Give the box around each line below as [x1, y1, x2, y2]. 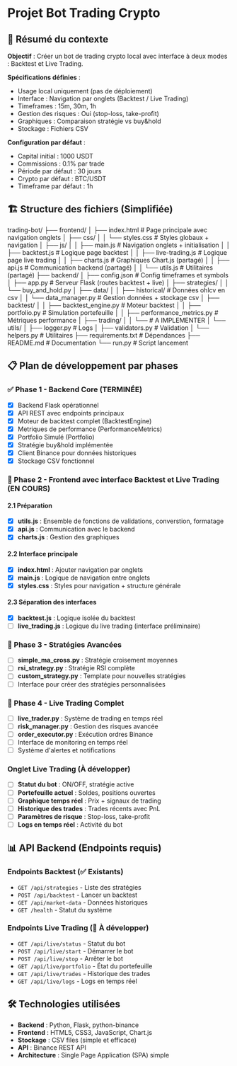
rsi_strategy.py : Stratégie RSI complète [17, 664, 136, 672]
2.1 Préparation [7, 501, 53, 510]
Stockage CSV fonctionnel [17, 457, 95, 465]
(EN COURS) [7, 483, 51, 493]
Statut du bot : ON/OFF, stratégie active [17, 780, 134, 789]
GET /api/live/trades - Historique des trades [17, 969, 151, 978]
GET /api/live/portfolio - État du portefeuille [17, 961, 153, 970]
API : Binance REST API [17, 1043, 86, 1052]
